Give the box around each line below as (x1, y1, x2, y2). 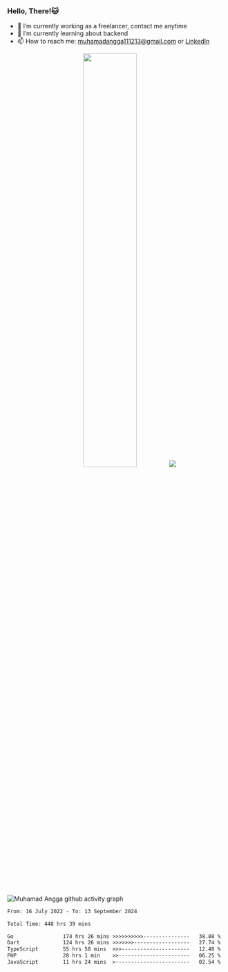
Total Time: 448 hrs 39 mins (7, 920, 91, 927)
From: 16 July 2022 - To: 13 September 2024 (7, 908, 137, 915)
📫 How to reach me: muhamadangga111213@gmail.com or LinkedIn (17, 37, 210, 46)
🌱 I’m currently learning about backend (17, 29, 129, 37)
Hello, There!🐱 (7, 6, 59, 16)
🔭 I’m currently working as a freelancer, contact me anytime (17, 22, 188, 30)
